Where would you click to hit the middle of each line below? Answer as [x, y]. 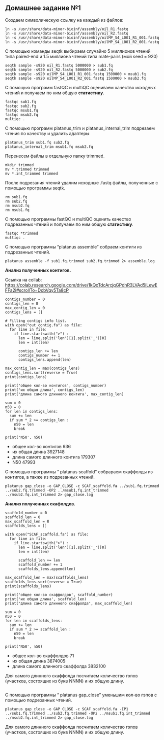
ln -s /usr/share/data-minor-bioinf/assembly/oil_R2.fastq [67, 33]
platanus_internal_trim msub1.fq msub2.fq [49, 147]
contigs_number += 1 [39, 355]
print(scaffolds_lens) [28, 586]
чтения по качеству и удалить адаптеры [47, 133]
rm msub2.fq [17, 206]
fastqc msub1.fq [22, 110]
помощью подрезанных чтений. [39, 700]
